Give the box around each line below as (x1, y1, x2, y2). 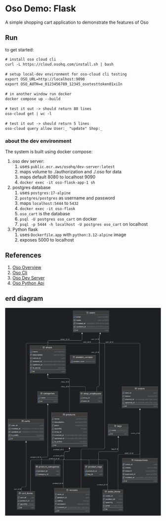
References (5, 251, 41, 260)
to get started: (5, 46, 34, 52)
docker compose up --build (5, 96, 61, 101)
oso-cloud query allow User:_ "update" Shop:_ (5, 126, 103, 131)
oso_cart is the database (19, 211, 70, 217)
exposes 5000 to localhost (19, 237, 74, 243)
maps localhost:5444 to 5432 (19, 200, 79, 206)
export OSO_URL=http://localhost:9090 (5, 77, 85, 81)
